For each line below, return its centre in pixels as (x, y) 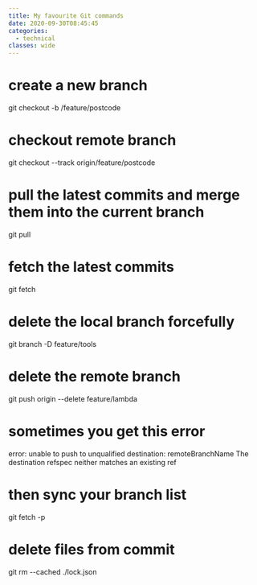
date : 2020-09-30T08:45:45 (53, 23)
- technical (36, 38)
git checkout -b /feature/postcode (65, 108)
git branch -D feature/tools (53, 344)
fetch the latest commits (91, 267)
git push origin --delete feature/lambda (73, 398)
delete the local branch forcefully (122, 322)
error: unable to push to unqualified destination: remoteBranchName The (128, 453)
